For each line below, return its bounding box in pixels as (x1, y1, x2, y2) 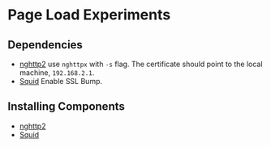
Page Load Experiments (7, 6, 171, 24)
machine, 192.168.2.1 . (19, 68, 95, 78)
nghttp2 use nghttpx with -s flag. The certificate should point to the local (19, 59, 263, 69)
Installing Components (7, 99, 125, 114)
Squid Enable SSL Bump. (19, 77, 103, 86)
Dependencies (7, 38, 83, 52)
